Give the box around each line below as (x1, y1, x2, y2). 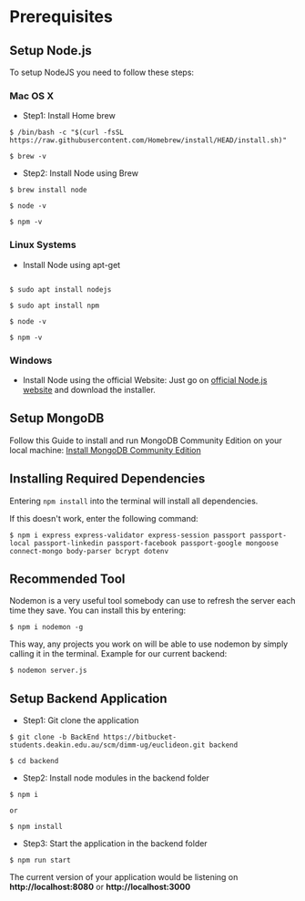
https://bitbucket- (103, 732, 178, 742)
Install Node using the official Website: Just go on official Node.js (22, 374, 268, 385)
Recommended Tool (9, 571, 126, 586)
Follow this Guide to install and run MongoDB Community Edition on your (9, 435, 282, 446)
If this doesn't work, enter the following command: (9, 513, 198, 523)
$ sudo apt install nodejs (9, 285, 112, 294)
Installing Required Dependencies (9, 471, 206, 487)
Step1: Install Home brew (22, 110, 116, 121)
